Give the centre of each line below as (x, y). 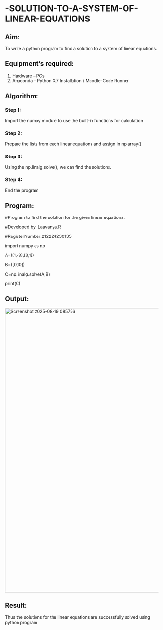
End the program (22, 190)
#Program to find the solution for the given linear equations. (65, 217)
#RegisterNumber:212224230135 (38, 236)
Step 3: (14, 157)
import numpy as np (25, 246)
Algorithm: (22, 96)
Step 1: (13, 110)
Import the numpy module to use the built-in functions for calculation (74, 120)
